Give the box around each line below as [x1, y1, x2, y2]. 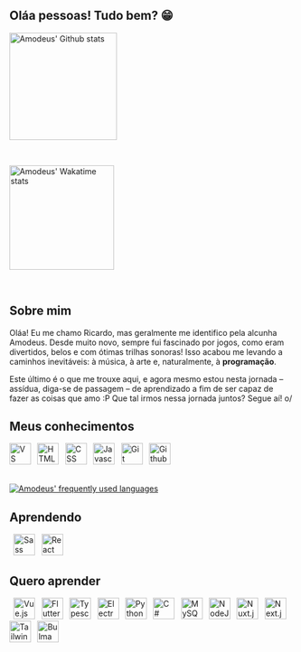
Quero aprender [9, 573, 101, 589]
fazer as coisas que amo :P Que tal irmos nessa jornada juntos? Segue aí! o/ [9, 393, 293, 404]
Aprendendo [9, 509, 82, 525]
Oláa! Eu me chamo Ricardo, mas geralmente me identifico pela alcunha [9, 327, 277, 338]
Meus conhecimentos [9, 419, 135, 434]
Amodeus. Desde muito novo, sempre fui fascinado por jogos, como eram [9, 337, 285, 348]
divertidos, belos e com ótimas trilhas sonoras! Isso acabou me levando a [9, 346, 283, 357]
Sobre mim [9, 303, 72, 319]
